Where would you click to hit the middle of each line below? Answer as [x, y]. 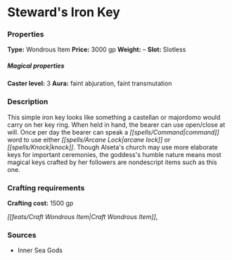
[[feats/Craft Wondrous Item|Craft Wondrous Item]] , [83, 217]
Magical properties [36, 66]
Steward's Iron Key [64, 12]
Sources [22, 235]
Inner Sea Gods [40, 250]
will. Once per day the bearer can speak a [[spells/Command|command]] [113, 132]
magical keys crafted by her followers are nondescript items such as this [112, 162]
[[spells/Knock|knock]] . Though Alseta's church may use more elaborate [112, 147]
